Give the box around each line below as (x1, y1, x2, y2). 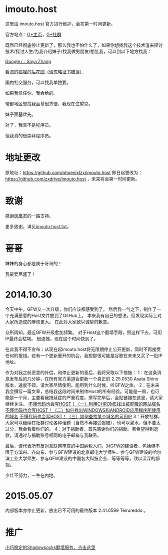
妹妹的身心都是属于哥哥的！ (5, 260, 62, 266)
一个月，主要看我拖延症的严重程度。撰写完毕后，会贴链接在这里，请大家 (13, 395, 163, 401)
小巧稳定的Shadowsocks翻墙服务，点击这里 (5, 544, 96, 550)
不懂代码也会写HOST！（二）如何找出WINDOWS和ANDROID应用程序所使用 (5, 407, 161, 413)
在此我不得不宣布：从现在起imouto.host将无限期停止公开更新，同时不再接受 (5, 346, 161, 352)
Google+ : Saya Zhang (5, 58, 51, 64)
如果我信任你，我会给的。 (5, 90, 58, 96)
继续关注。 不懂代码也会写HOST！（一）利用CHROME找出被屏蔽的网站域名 (5, 401, 161, 407)
